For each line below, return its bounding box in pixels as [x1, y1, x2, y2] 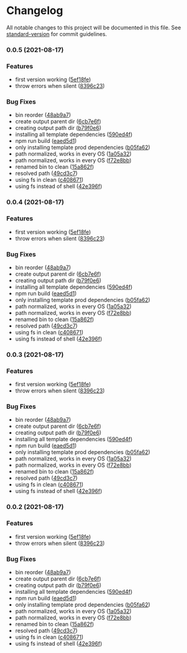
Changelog [6, 4, 63, 18]
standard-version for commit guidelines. [6, 30, 107, 37]
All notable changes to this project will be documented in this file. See [6, 24, 182, 31]
